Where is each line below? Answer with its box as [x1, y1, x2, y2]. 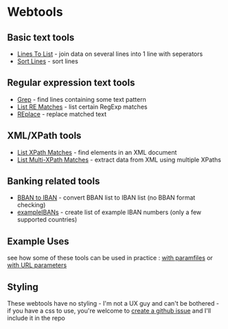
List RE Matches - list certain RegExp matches [16, 103, 148, 111]
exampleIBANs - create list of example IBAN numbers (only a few [16, 208, 202, 217]
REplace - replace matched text [16, 109, 106, 118]
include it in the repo [7, 314, 65, 322]
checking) [16, 201, 46, 209]
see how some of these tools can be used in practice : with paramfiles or [7, 254, 213, 262]
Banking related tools [7, 176, 100, 187]
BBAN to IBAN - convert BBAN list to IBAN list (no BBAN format [16, 193, 196, 202]
